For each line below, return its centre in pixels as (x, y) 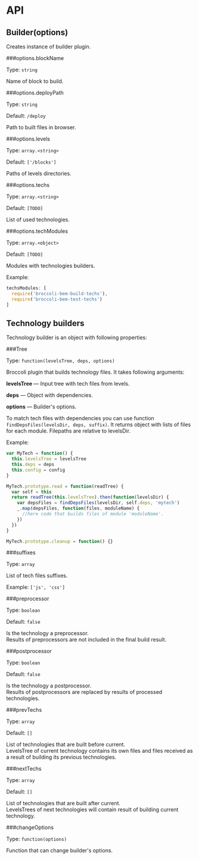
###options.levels (28, 139)
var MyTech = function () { (40, 454)
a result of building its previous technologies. (61, 757)
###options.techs (28, 185)
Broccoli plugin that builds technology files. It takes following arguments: (95, 372)
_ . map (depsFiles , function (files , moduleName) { (78, 509)
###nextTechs (24, 769)
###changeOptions (30, 827)
